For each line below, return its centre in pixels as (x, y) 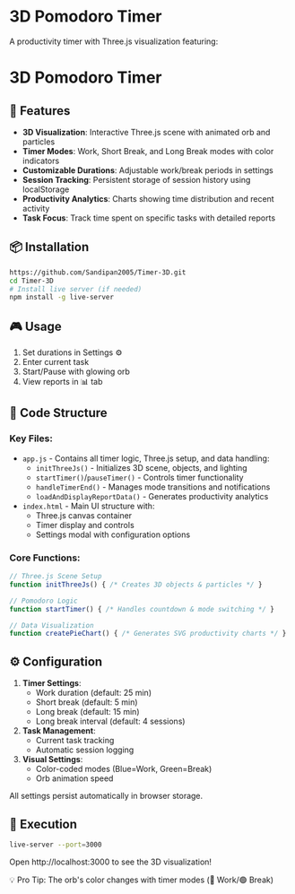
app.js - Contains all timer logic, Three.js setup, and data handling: (146, 458)
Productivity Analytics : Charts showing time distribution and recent (148, 198)
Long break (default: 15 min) (87, 712)
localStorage (46, 189)
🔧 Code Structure (58, 413)
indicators (41, 161)
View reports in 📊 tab (62, 382)
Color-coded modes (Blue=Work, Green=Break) (124, 769)
